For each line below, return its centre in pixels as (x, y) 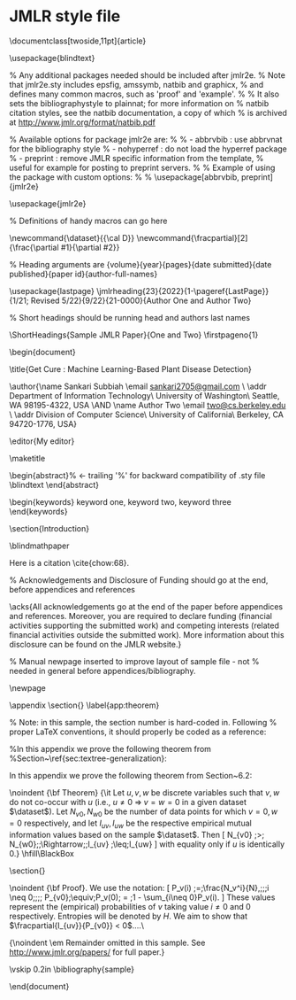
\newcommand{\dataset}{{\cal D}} (72, 237)
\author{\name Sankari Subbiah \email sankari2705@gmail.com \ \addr (138, 386)
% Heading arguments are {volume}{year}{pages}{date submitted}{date (140, 264)
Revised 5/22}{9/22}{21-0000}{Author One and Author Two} (141, 300)
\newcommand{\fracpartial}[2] (192, 237)
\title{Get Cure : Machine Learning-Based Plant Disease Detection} (130, 368)
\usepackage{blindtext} (52, 58)
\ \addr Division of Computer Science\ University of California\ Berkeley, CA (147, 415)
